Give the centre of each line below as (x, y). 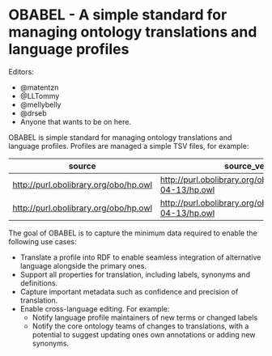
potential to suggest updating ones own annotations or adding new (144, 334)
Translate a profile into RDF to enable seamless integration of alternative (140, 257)
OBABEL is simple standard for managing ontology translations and (120, 137)
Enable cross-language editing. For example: (95, 308)
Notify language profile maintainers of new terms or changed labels (145, 317)
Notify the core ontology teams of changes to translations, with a (140, 326)
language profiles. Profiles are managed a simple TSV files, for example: (129, 146)
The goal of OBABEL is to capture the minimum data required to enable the (133, 233)
